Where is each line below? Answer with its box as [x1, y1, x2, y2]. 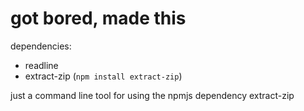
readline [24, 59, 59, 71]
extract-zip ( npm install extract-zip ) [24, 70, 183, 82]
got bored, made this [10, 7, 187, 30]
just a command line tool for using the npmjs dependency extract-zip [10, 89, 295, 101]
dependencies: [10, 40, 72, 52]
